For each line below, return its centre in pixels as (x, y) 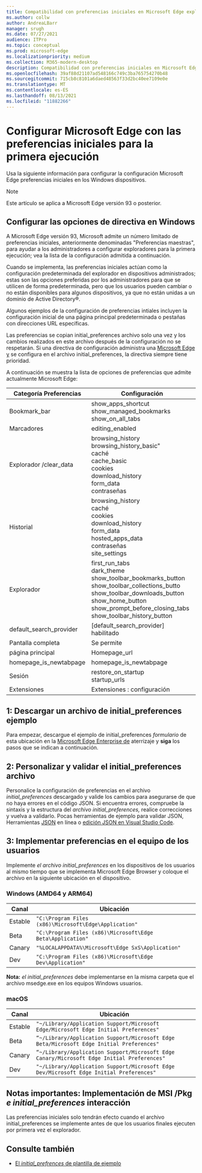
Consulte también (40, 1149)
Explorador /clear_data (41, 465)
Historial (21, 527)
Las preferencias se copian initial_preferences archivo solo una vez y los (96, 335)
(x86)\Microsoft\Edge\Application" (87, 925)
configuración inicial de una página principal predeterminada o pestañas (96, 317)
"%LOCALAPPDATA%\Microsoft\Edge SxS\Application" (109, 948)
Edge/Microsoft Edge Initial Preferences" (97, 1030)
